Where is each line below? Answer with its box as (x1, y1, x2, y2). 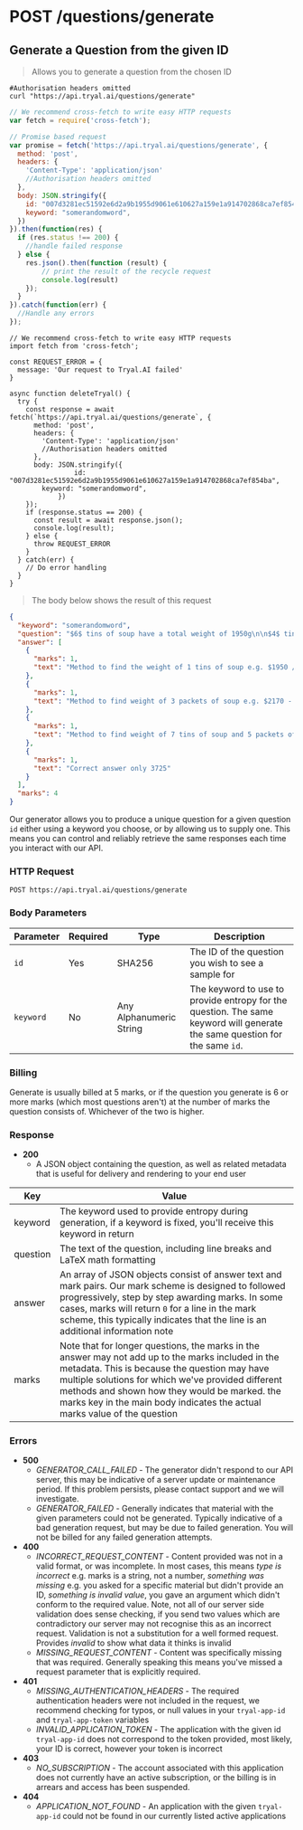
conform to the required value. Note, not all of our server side (35, 1599, 264, 1610)
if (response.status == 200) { (25, 507, 143, 517)
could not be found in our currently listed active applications (62, 1811, 287, 1822)
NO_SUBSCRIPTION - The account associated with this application (35, 1762, 284, 1774)
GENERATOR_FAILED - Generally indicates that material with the (35, 1503, 274, 1514)
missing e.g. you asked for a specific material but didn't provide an (35, 1580, 284, 1591)
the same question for (188, 1028, 282, 1040)
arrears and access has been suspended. (35, 1782, 191, 1793)
